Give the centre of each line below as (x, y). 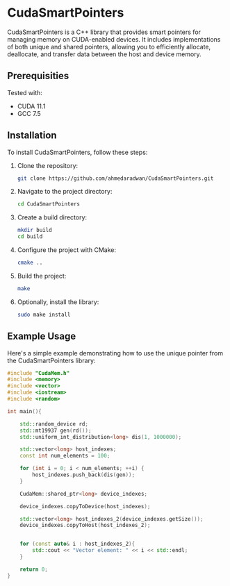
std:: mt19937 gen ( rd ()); (56, 430)
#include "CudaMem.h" (39, 373)
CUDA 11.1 (31, 106)
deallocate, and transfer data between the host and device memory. (104, 54)
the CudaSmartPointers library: (51, 360)
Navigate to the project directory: (65, 192)
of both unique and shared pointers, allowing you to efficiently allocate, (109, 47)
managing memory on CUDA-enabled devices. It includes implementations (114, 39)
